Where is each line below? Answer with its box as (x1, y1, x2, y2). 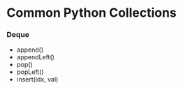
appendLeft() (16, 53, 55, 61)
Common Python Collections (6, 5, 177, 21)
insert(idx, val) (16, 75, 59, 84)
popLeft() (16, 68, 44, 76)
